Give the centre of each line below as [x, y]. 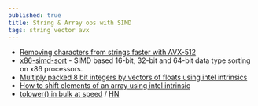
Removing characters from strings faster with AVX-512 [108, 53]
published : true [35, 15]
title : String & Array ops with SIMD [70, 23]
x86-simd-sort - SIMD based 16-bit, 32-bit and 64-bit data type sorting [135, 60]
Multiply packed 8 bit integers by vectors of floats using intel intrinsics [133, 77]
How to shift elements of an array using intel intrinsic [105, 86]
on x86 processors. [51, 69]
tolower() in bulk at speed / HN [69, 94]
